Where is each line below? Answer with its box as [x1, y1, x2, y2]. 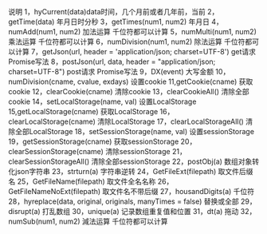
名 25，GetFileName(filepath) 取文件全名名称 [8, 176, 156, 186]
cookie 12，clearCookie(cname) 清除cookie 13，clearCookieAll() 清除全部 [8, 87, 249, 96]
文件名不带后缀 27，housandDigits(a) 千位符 [108, 187, 255, 196]
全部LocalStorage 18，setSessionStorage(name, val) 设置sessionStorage [14, 127, 255, 136]
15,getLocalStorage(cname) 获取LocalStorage [8, 107, 159, 116]
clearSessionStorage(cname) [8, 147, 104, 156]
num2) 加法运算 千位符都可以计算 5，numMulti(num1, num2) [59, 27, 257, 36]
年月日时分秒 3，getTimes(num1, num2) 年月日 [56, 17, 210, 26]
